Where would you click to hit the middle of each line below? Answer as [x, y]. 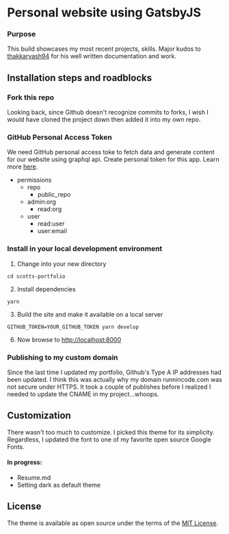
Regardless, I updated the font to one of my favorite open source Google [109, 439]
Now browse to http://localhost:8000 [69, 339]
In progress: [25, 462]
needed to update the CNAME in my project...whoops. [83, 394]
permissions [34, 180]
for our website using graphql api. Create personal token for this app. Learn [113, 160]
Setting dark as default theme [59, 485]
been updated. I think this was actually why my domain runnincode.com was [114, 380]
